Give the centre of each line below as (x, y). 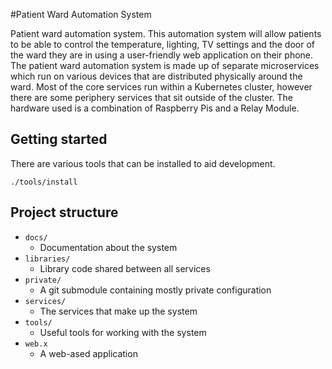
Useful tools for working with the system (123, 332)
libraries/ (47, 259)
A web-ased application (88, 353)
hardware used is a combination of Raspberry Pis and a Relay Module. (155, 108)
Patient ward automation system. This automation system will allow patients (166, 33)
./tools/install (44, 182)
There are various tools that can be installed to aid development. (143, 163)
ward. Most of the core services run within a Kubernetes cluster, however (161, 87)
